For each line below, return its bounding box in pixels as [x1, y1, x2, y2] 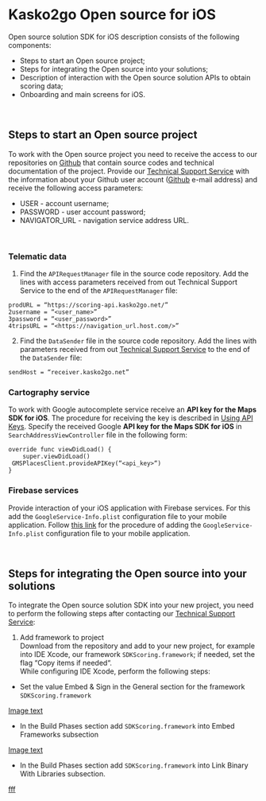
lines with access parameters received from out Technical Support [19, 277, 238, 287]
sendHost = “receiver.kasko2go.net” [8, 369, 129, 377]
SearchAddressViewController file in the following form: [8, 430, 188, 440]
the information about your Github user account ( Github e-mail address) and [8, 174, 258, 184]
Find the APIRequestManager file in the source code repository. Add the [19, 269, 249, 279]
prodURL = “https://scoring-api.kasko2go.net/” [8, 301, 169, 310]
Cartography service [8, 386, 91, 397]
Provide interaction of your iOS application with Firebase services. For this [8, 503, 251, 513]
